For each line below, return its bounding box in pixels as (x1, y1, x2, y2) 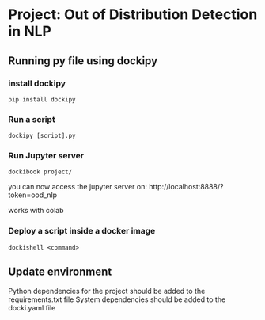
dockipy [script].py (8, 132, 77, 140)
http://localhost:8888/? (149, 182, 224, 192)
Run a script (8, 113, 55, 124)
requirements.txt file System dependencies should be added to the (8, 295, 226, 304)
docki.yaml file (8, 303, 56, 312)
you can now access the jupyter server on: (8, 182, 148, 192)
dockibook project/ (8, 168, 73, 176)
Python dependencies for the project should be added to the (8, 286, 206, 295)
